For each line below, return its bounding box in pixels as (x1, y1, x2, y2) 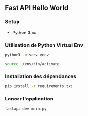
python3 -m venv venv (5, 52, 49, 57)
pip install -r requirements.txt (5, 84, 73, 89)
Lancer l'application (5, 95, 53, 102)
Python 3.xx (12, 29, 36, 35)
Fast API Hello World (5, 4, 69, 12)
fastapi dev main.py (5, 106, 47, 111)
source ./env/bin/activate (5, 61, 60, 66)
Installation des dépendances (5, 73, 77, 80)
